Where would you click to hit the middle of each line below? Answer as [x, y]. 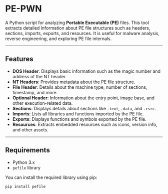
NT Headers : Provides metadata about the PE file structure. [74, 82]
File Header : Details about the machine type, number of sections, [80, 87]
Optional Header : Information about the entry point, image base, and [83, 98]
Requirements [27, 150]
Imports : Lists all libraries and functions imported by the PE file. [78, 114]
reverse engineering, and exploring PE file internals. [58, 39]
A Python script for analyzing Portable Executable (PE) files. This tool [77, 23]
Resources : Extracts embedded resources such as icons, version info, [85, 124]
